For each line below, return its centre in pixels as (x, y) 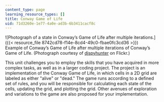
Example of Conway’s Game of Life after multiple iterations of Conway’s (78, 48)
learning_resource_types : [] (35, 14)
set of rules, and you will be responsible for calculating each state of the (78, 84)
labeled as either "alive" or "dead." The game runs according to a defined (80, 78)
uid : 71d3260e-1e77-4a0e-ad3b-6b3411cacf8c (50, 23)
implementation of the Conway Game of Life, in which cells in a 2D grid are (81, 73)
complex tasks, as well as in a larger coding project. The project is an (75, 68)
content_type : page (25, 10)
